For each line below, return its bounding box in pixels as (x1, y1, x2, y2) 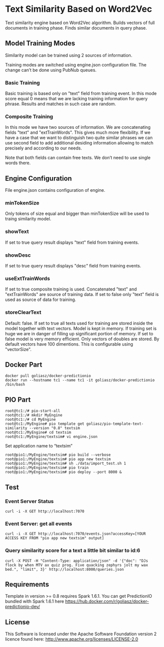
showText (5, 228, 29, 235)
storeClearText (5, 309, 42, 316)
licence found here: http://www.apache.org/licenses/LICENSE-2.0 (5, 636, 138, 642)
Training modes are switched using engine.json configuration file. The (5, 61, 147, 67)
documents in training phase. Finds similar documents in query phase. (5, 25, 147, 30)
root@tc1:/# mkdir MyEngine (5, 413, 63, 418)
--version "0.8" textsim (29, 426, 80, 431)
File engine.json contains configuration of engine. (5, 187, 106, 193)
